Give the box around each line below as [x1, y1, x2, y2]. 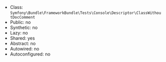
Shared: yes [10, 35, 35, 41]
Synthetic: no [10, 24, 38, 30]
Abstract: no [10, 40, 36, 46]
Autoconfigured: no [10, 51, 51, 57]
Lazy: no [10, 30, 28, 35]
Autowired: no [10, 46, 39, 51]
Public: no [10, 19, 31, 25]
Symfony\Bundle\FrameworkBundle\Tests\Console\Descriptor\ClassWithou [10, 10, 161, 15]
